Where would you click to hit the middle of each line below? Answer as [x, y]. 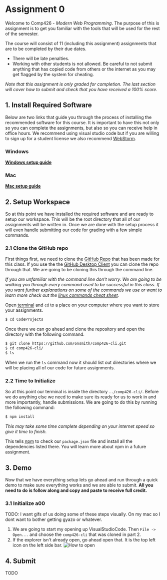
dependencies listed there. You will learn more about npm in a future [76, 447]
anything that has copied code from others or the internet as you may [84, 69]
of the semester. [22, 34]
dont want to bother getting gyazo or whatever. [54, 519]
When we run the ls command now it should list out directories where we [81, 362]
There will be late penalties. [41, 58]
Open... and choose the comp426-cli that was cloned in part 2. [77, 534]
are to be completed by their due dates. [46, 49]
